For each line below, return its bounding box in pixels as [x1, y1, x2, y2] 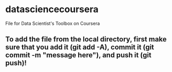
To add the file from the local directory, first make [5, 35, 167, 44]
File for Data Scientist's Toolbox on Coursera [5, 20, 100, 26]
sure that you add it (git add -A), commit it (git [5, 43, 155, 52]
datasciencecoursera [5, 4, 99, 15]
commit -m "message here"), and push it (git [5, 51, 151, 59]
